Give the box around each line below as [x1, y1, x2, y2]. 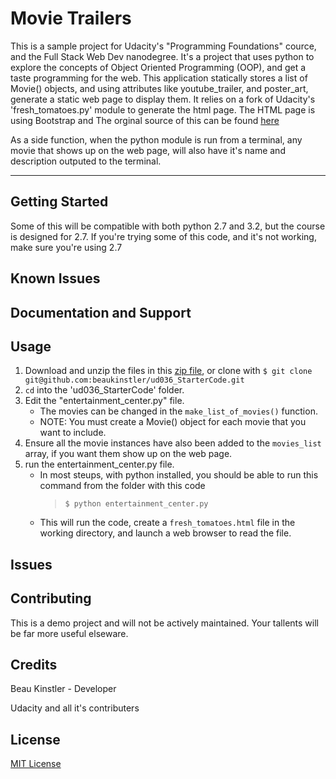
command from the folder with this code [39, 480, 206, 492]
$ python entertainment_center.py [64, 499, 209, 509]
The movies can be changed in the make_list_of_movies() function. [39, 405, 318, 417]
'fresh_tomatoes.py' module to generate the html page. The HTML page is [10, 103, 316, 116]
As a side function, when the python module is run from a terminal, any [10, 133, 303, 146]
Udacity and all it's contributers [10, 702, 140, 714]
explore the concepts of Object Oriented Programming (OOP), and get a [10, 61, 307, 73]
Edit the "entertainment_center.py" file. [24, 395, 185, 407]
